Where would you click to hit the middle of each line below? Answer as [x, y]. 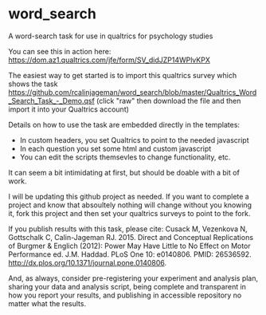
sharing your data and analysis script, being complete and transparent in [127, 286]
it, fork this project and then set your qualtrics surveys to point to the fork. [129, 213]
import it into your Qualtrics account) [69, 109]
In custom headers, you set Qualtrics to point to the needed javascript [134, 140]
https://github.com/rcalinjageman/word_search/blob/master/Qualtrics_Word [133, 92]
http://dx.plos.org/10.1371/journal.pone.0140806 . [88, 262]
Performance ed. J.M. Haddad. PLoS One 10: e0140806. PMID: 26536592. [130, 254]
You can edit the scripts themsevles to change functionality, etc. [125, 157]
